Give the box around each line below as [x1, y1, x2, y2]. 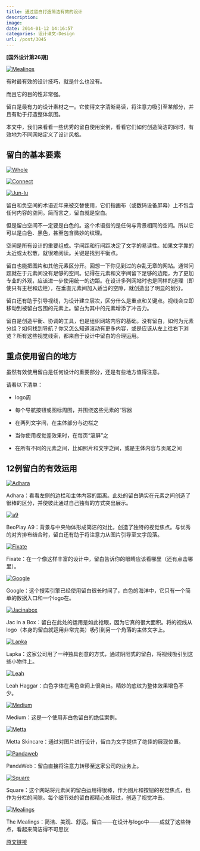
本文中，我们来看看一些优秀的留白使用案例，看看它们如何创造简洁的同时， [6, 124, 189, 130]
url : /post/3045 [6, 36, 46, 42]
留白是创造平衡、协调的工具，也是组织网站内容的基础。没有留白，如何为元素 [6, 317, 194, 324]
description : [6, 14, 39, 20]
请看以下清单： [6, 381, 43, 388]
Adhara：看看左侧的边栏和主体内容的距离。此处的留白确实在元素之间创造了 [6, 492, 191, 499]
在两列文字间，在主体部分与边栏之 [14, 419, 99, 426]
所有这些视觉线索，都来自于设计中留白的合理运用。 [16, 332, 142, 339]
